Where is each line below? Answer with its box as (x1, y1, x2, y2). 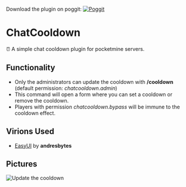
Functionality (6, 63, 56, 73)
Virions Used (6, 127, 54, 137)
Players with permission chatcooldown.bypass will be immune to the (14, 103, 180, 110)
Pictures (6, 159, 37, 169)
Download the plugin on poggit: (6, 6, 82, 12)
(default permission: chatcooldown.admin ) (14, 84, 118, 91)
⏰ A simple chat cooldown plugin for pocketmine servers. (6, 45, 145, 52)
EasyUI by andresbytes (14, 142, 72, 149)
